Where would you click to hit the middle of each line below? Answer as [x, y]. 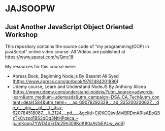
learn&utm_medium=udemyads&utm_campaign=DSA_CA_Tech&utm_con [86, 97]
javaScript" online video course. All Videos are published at [65, 52]
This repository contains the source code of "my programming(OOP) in [77, 46]
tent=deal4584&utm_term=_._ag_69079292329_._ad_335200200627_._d [85, 102]
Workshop [21, 34]
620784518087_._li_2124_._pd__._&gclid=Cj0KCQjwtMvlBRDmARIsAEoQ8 [86, 113]
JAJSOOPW [30, 9]
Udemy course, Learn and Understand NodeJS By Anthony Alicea [79, 87]
